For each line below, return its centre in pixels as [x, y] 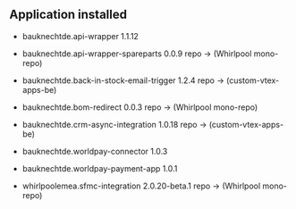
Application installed [68, 15]
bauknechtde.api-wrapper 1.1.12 [80, 36]
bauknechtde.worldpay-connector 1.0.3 [95, 151]
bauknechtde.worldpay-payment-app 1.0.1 [100, 168]
